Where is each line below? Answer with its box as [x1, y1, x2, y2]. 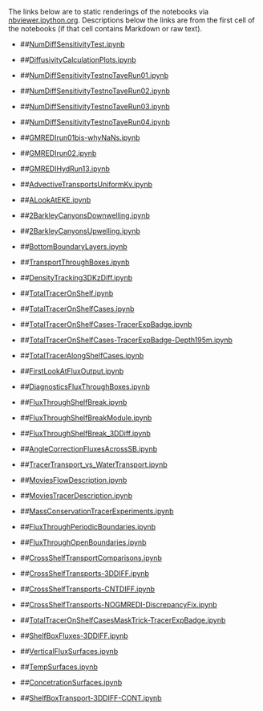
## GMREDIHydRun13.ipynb [19, 164, 111, 174]
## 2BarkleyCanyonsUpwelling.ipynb [19, 227, 140, 235]
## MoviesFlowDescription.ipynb [19, 476, 127, 484]
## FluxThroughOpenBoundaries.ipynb [19, 537, 147, 547]
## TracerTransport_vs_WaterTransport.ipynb [19, 460, 168, 469]
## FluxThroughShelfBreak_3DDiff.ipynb [19, 429, 151, 438]
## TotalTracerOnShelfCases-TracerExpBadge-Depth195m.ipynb [19, 335, 233, 345]
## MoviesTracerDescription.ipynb [19, 491, 133, 501]
